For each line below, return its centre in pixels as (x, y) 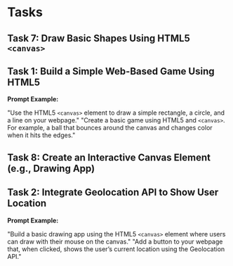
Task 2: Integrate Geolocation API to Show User (113, 192)
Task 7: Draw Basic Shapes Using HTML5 (99, 38)
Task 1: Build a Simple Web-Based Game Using (111, 71)
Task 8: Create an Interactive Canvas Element (109, 157)
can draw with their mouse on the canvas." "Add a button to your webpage (115, 241)
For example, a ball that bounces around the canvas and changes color (110, 128)
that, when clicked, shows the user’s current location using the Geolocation (116, 249)
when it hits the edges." (41, 135)
